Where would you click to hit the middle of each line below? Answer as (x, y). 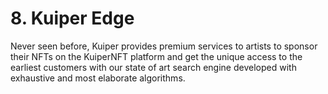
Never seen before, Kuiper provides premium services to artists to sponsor (164, 46)
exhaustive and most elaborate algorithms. (98, 78)
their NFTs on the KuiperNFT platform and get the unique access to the (156, 56)
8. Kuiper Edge (72, 18)
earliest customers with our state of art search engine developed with (153, 67)
